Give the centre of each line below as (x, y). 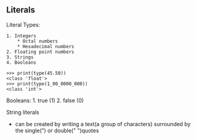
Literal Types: (23, 24)
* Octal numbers (38, 41)
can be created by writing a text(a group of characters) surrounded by (103, 124)
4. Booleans (21, 62)
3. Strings (20, 57)
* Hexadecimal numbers (46, 46)
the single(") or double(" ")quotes (57, 130)
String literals (23, 112)
